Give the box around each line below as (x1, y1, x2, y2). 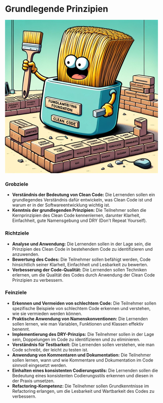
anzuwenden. (12, 251, 40, 257)
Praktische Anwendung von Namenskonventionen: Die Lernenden (12, 315, 148, 322)
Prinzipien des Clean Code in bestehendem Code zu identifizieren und (12, 246, 153, 252)
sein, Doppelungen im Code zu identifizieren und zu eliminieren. (12, 336, 141, 342)
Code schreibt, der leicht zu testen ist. (12, 347, 89, 352)
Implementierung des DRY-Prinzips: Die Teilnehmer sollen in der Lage (12, 331, 154, 337)
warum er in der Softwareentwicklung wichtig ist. (12, 202, 111, 208)
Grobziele (5, 181, 29, 187)
